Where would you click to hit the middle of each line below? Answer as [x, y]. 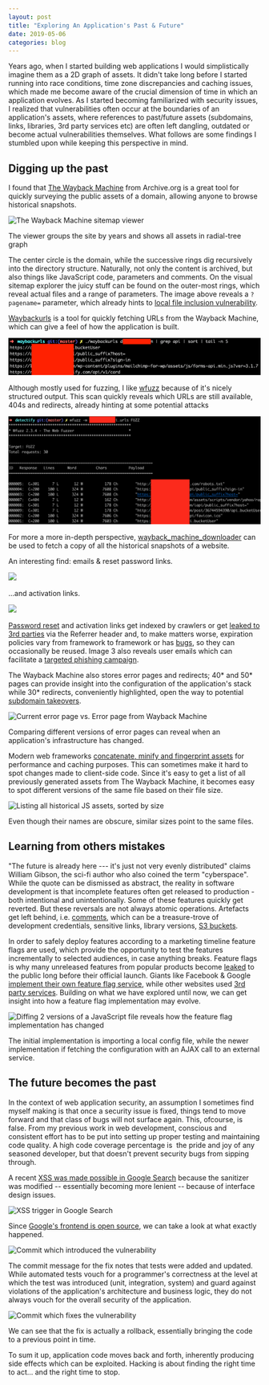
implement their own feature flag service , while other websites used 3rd [127, 983]
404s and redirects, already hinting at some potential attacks [109, 405]
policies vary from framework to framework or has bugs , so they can [121, 642]
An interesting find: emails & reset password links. [91, 561]
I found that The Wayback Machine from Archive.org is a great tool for [124, 188]
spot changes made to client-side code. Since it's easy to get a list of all [127, 773]
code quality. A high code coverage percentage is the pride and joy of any [131, 1145]
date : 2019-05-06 [37, 34]
